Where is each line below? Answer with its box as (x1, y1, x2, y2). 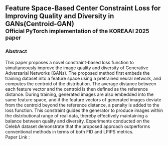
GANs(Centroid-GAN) (5, 20, 74, 28)
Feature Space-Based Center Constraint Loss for (5, 4, 161, 13)
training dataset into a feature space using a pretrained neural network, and (5, 75, 161, 81)
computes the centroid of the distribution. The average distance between (5, 80, 156, 87)
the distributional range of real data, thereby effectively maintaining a (5, 112, 148, 118)
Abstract (5, 48, 28, 55)
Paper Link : (5, 134, 30, 140)
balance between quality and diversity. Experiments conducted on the (5, 118, 150, 124)
